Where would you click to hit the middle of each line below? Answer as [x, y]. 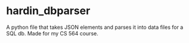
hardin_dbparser [48, 11]
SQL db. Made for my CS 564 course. [52, 33]
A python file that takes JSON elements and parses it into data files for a [95, 27]
